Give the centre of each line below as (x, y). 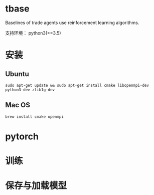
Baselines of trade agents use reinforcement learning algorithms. (72, 23)
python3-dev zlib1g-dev (30, 90)
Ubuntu (17, 74)
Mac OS (18, 105)
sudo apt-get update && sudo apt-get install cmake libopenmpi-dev (77, 85)
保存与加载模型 (36, 186)
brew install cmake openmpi (35, 117)
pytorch (22, 136)
